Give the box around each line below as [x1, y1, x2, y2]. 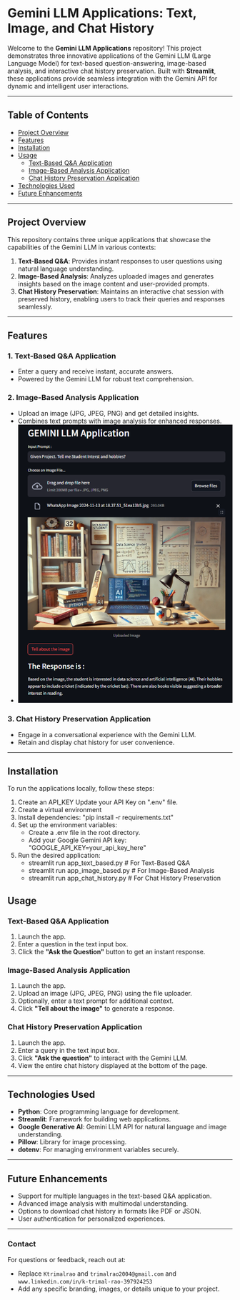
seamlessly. [17, 302, 53, 311]
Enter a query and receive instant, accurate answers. [17, 367, 174, 376]
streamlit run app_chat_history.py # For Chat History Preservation [28, 874, 221, 883]
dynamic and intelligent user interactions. [7, 81, 129, 90]
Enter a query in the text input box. [17, 1046, 120, 1054]
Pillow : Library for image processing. [17, 1138, 127, 1146]
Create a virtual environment [17, 806, 102, 814]
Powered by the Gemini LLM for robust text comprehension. [17, 375, 194, 384]
